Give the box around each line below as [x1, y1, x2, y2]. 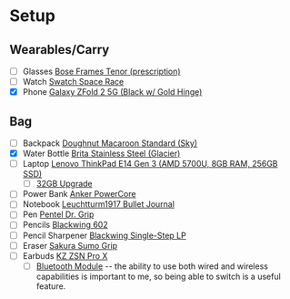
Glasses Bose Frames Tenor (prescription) [22, 66, 181, 77]
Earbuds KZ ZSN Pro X [22, 250, 108, 261]
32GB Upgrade [35, 179, 93, 190]
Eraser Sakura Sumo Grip [22, 240, 118, 251]
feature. [35, 280, 66, 292]
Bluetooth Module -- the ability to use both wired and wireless [35, 261, 268, 272]
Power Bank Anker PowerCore [22, 189, 136, 200]
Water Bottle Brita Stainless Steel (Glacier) [22, 148, 181, 160]
